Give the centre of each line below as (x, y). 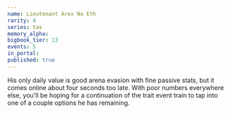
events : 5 (22, 47)
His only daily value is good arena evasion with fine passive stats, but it (111, 80)
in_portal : (23, 54)
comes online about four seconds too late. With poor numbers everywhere (116, 87)
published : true (31, 60)
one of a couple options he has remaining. (69, 103)
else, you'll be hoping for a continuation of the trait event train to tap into (113, 95)
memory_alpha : (28, 34)
